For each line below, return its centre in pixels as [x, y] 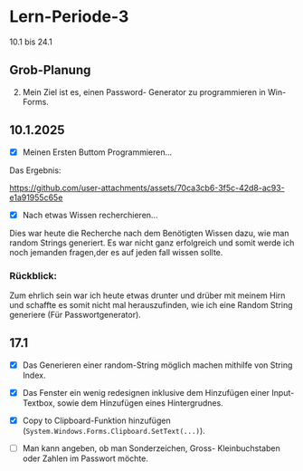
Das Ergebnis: [35, 170]
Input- [283, 392]
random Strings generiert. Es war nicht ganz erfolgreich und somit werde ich [152, 243]
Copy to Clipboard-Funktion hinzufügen [96, 420]
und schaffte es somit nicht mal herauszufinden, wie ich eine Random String [151, 304]
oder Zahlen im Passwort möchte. [85, 458]
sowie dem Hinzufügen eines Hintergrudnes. [140, 403]
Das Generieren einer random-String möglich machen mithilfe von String [157, 365]
